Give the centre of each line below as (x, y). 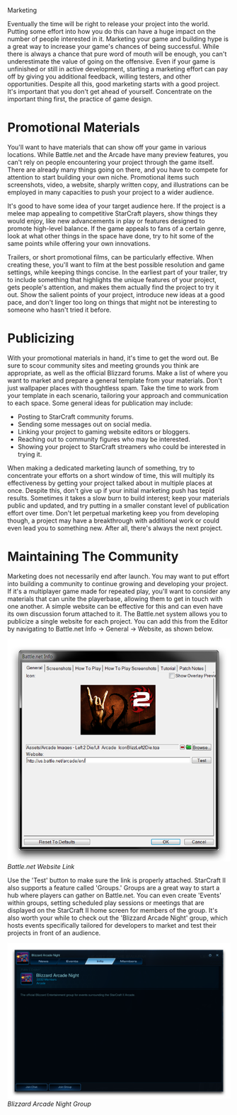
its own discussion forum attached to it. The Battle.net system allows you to (117, 614)
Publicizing (41, 338)
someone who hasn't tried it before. (59, 310)
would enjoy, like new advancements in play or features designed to (106, 221)
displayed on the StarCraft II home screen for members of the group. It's (112, 910)
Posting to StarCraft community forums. (76, 416)
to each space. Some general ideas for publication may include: (100, 403)
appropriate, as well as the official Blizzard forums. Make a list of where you (118, 373)
